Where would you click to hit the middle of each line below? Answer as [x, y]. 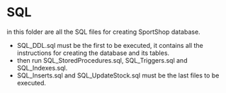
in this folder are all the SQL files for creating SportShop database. [103, 32]
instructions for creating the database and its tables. [93, 53]
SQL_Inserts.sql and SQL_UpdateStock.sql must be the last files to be [118, 75]
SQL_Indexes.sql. [42, 68]
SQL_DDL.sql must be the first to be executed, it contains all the [110, 45]
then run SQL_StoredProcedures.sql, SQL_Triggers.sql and [102, 60]
